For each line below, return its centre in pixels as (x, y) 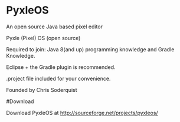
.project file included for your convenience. (58, 78)
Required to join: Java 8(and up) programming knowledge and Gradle (90, 49)
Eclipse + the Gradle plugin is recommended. (61, 67)
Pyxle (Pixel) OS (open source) (43, 38)
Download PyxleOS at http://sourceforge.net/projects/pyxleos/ (82, 113)
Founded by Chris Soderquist (42, 90)
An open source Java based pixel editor (55, 27)
